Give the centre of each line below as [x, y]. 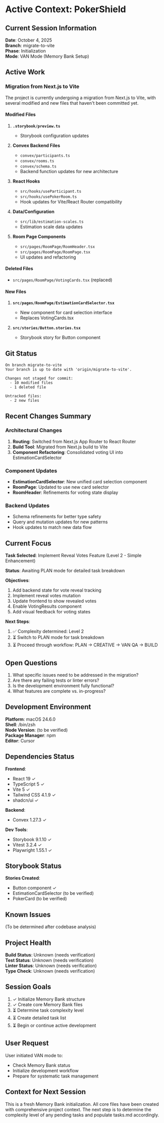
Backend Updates [28, 506]
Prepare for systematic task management [56, 1076]
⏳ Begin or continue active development [54, 1025]
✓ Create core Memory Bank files [47, 1004]
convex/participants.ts [45, 155]
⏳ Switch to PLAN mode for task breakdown [58, 637]
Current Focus [28, 543]
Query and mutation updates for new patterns [60, 522]
